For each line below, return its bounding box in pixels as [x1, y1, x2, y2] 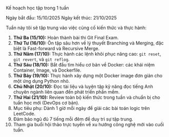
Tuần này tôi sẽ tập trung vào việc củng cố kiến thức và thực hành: [6, 25, 147, 31]
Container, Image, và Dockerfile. [13, 67, 81, 73]
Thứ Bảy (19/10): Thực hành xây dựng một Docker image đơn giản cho [13, 73, 163, 79]
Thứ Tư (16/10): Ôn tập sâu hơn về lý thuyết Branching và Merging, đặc [13, 40, 164, 46]
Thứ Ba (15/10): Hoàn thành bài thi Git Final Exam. [13, 35, 119, 40]
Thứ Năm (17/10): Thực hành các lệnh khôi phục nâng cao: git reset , [13, 51, 161, 57]
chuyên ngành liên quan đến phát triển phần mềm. [13, 89, 120, 95]
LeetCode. [13, 110, 36, 117]
